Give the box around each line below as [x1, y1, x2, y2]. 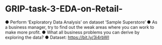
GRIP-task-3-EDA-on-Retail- [5, 3, 123, 14]
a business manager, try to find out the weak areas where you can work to [5, 24, 155, 30]
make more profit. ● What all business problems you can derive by [5, 29, 140, 35]
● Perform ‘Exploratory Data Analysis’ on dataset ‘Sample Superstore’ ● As [5, 19, 158, 25]
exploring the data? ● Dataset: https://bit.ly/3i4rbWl [5, 34, 110, 40]
